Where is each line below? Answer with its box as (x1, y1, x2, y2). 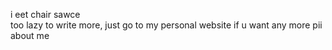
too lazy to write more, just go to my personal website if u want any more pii (10, 19, 323, 31)
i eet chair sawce (10, 9, 81, 20)
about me (10, 30, 50, 41)
